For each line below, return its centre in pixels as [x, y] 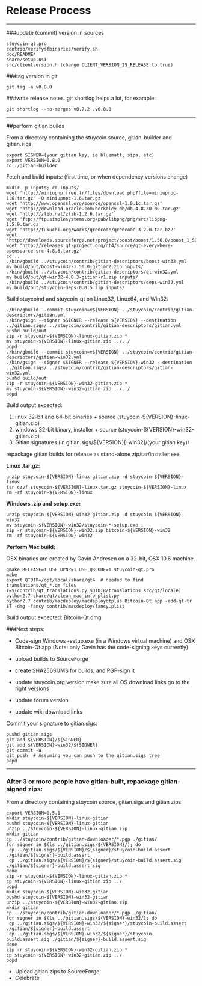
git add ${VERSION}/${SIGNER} [44, 739]
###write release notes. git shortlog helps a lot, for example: [81, 98]
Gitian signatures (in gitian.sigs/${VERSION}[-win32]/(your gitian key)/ [102, 442]
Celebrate [27, 978]
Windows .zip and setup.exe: [44, 503]
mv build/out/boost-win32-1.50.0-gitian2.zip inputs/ [75, 266]
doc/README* [21, 54]
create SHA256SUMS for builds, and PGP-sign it [75, 670]
